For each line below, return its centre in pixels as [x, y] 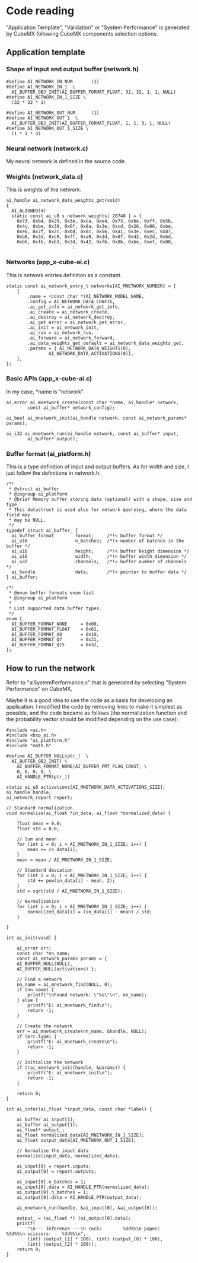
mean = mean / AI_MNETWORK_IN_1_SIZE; [65, 860]
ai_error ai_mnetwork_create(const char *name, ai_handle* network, [92, 402]
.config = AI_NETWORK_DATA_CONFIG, [71, 302]
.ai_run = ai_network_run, [61, 333]
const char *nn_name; [43, 953]
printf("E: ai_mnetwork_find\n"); [70, 1005]
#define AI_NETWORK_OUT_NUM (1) [53, 113]
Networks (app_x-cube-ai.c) [48, 262]
